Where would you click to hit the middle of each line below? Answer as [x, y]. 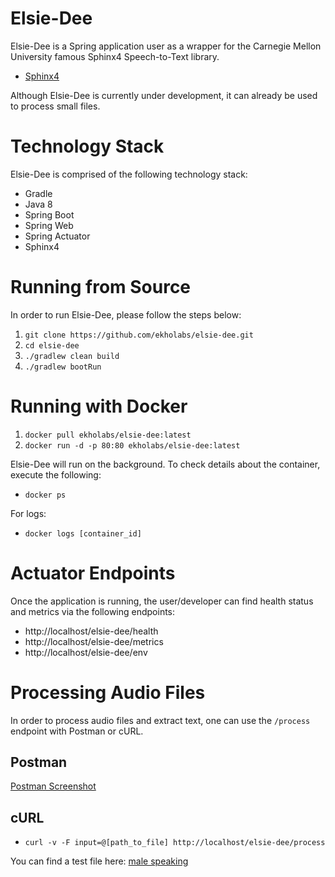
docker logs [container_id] [83, 533]
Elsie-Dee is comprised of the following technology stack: [129, 174]
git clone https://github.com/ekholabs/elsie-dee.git [139, 335]
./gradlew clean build [72, 356]
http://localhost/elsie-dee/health [91, 631]
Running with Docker [99, 406]
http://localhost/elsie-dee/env [86, 652]
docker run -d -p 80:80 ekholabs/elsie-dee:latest [132, 445]
